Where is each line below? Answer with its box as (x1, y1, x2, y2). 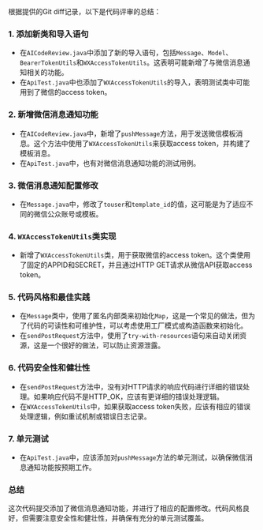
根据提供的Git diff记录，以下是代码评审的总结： (8, 7, 161, 16)
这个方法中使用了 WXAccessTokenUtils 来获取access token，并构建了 (33, 138, 251, 148)
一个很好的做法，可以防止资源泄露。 (46, 340, 165, 350)
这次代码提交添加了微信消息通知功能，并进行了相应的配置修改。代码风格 (8, 504, 243, 513)
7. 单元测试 (8, 433, 49, 444)
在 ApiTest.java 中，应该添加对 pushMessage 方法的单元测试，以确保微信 (19, 453, 246, 462)
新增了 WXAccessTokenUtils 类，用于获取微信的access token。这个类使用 (19, 250, 251, 260)
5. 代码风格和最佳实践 (8, 291, 91, 303)
